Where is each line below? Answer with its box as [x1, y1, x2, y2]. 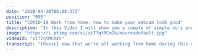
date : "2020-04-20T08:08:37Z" [6, 8, 81, 15]
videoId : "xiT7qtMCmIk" [6, 36, 65, 41]
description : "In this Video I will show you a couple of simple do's [6, 24, 183, 31]
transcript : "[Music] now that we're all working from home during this [6, 41, 189, 47]
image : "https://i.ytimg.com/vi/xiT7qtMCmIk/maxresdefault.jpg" [6, 30, 167, 36]
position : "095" [6, 14, 46, 20]
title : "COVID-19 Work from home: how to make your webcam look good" [6, 19, 183, 25]
